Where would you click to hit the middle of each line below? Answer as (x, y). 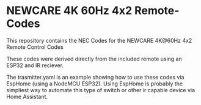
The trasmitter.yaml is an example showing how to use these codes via (95, 77)
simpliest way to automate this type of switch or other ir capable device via (101, 90)
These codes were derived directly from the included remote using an (94, 59)
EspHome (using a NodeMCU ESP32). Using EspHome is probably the (95, 84)
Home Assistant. (27, 96)
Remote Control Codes (35, 47)
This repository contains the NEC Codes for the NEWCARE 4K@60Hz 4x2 (99, 40)
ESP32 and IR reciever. (35, 65)
